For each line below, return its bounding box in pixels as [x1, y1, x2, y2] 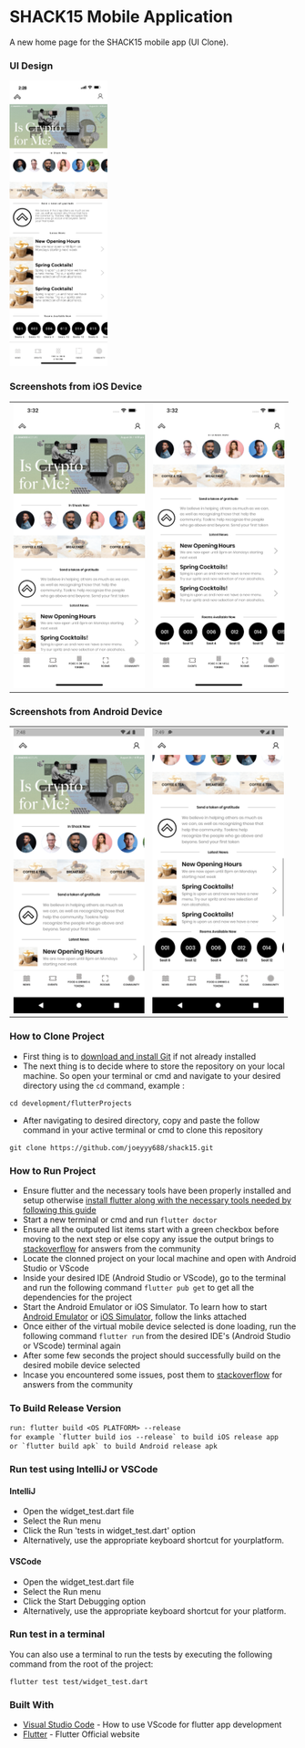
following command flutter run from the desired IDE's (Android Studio [22, 1330, 291, 1341]
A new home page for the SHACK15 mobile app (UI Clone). [9, 37, 229, 47]
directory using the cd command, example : [22, 1080, 185, 1091]
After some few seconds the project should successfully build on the [22, 1349, 281, 1361]
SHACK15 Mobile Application [9, 6, 234, 27]
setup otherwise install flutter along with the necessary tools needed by [22, 1194, 291, 1206]
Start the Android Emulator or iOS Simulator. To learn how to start [22, 1301, 268, 1312]
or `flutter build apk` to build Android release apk [9, 1442, 219, 1451]
